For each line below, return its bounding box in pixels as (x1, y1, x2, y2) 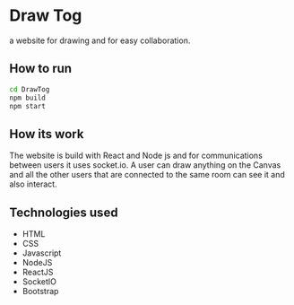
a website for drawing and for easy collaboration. (9, 35, 191, 46)
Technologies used (9, 205, 118, 220)
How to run (9, 61, 73, 76)
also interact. (9, 179, 57, 189)
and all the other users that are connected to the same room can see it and (9, 170, 285, 180)
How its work (9, 126, 84, 142)
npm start (9, 101, 47, 110)
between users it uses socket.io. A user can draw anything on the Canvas (9, 160, 281, 170)
